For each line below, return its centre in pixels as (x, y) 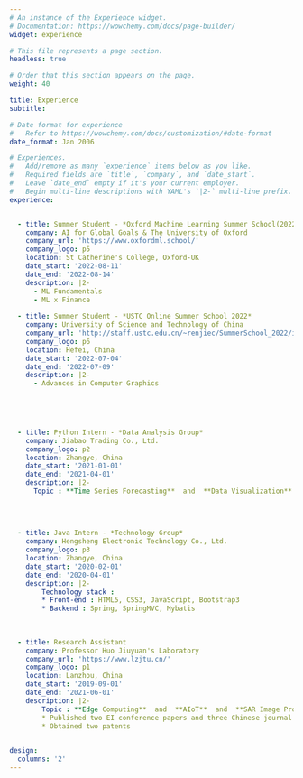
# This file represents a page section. (87, 51)
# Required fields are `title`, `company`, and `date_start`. (133, 175)
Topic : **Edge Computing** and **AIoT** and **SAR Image (161, 709)
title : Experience (44, 100)
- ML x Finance (62, 300)
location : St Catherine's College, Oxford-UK (113, 258)
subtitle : (28, 108)
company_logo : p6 (58, 341)
